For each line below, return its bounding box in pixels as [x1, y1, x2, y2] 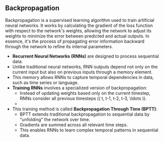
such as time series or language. [12, 79, 79, 85]
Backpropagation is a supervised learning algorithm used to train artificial [5, 17, 155, 23]
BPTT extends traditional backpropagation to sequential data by [19, 111, 150, 117]
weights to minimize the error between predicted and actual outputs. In [5, 33, 150, 39]
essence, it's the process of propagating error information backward [5, 38, 145, 44]
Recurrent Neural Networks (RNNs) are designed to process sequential [12, 53, 159, 59]
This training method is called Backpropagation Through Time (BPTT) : [12, 106, 158, 112]
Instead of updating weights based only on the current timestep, [19, 90, 151, 96]
